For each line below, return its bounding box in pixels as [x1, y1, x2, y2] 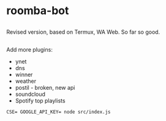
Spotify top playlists [15, 96, 66, 104]
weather [15, 77, 37, 85]
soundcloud [15, 90, 46, 98]
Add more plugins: [6, 45, 53, 53]
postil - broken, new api [15, 84, 75, 91]
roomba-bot [6, 4, 69, 18]
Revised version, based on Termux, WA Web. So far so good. [6, 28, 160, 36]
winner [15, 71, 33, 78]
